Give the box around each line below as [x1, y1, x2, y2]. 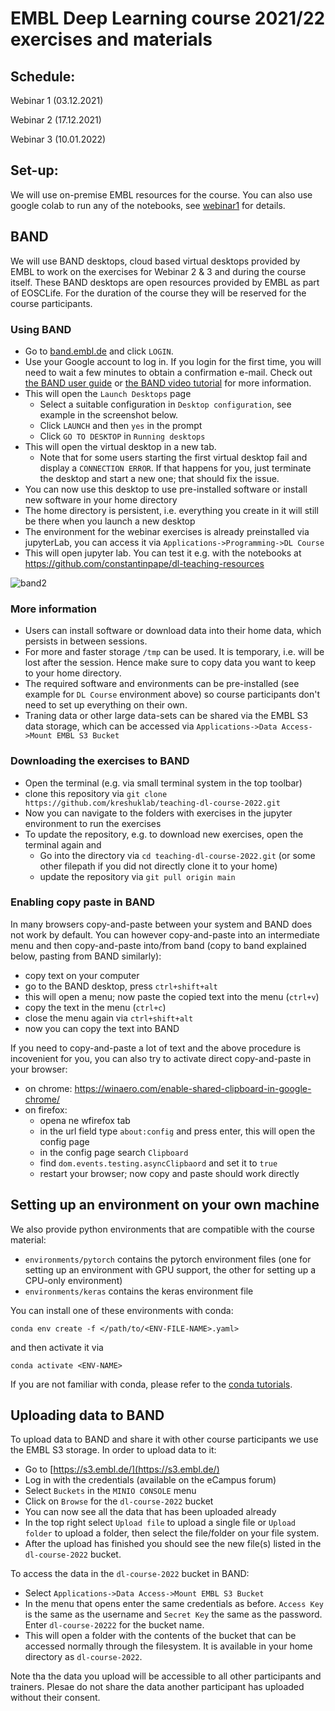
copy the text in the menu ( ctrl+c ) [24, 1001, 167, 1013]
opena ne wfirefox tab [39, 1114, 131, 1126]
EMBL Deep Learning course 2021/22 [10, 7, 326, 30]
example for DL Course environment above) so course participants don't [24, 688, 321, 701]
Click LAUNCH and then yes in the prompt [39, 419, 203, 431]
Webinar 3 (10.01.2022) [10, 133, 107, 145]
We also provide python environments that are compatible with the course [10, 1223, 315, 1235]
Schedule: [10, 68, 76, 85]
